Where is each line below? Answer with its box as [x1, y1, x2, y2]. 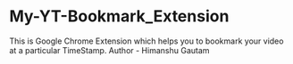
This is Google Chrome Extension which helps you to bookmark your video [9, 36, 284, 46]
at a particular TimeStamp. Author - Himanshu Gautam [9, 44, 210, 55]
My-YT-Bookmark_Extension [9, 6, 230, 27]
